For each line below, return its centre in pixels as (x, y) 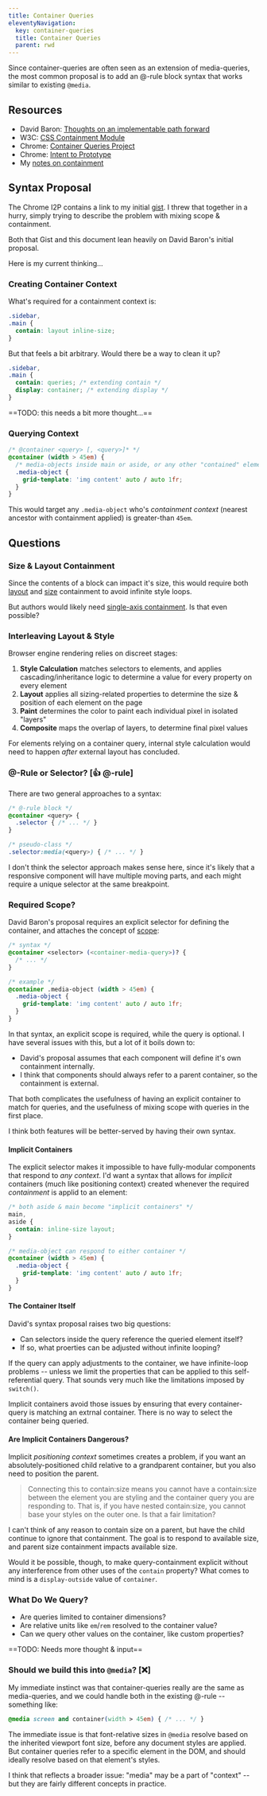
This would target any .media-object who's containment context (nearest (128, 510)
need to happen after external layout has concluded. (94, 752)
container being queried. (48, 1420)
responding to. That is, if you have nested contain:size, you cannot (137, 1506)
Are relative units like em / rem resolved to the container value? (118, 1626)
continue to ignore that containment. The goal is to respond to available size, (134, 1539)
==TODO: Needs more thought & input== (75, 1649)
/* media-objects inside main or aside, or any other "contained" (128, 464)
